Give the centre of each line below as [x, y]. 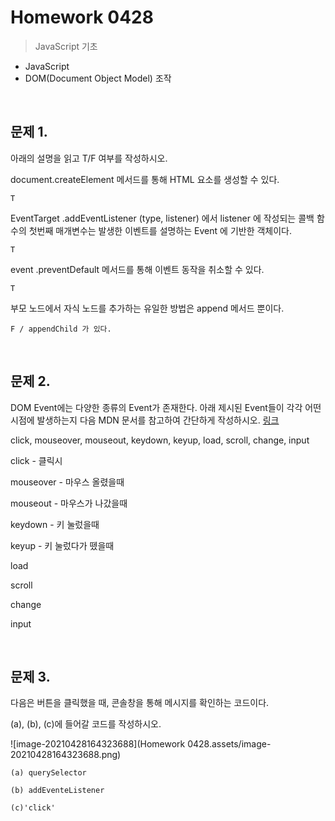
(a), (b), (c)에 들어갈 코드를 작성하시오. [86, 724]
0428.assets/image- [229, 744]
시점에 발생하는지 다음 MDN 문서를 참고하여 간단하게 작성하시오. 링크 [145, 420]
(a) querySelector [48, 773]
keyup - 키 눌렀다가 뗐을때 [62, 545]
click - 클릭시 [36, 460]
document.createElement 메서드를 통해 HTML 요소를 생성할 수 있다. [145, 179]
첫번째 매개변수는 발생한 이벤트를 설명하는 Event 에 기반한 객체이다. [160, 230]
